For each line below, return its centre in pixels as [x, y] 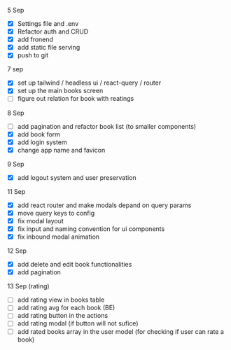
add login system [42, 142]
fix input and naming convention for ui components [91, 229]
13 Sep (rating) [29, 286]
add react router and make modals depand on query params [104, 205]
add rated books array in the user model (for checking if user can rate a [120, 331]
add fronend [35, 40]
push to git [33, 55]
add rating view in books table [61, 300]
